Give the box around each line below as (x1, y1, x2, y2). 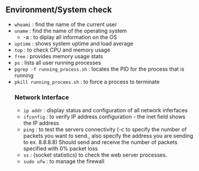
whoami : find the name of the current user (14, 20, 117, 28)
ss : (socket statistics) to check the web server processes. (23, 151, 167, 158)
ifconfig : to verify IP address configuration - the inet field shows (23, 113, 186, 121)
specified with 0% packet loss (23, 145, 98, 152)
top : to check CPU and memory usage (14, 46, 110, 53)
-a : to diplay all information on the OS (23, 33, 117, 41)
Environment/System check (5, 5, 112, 15)
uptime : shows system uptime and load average (14, 40, 134, 47)
